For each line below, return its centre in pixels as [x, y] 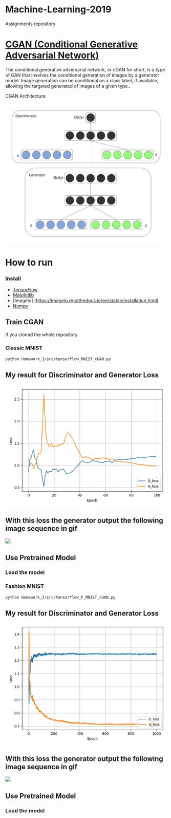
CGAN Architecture [26, 96]
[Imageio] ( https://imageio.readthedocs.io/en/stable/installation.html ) [85, 300]
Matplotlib [23, 295]
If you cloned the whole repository [41, 334]
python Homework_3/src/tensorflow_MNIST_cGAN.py [58, 359]
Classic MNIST [24, 348]
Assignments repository [30, 24]
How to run [29, 262]
